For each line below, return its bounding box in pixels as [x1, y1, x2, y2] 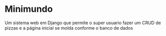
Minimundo [4, 3, 53, 15]
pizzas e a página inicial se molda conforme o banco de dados [4, 25, 133, 31]
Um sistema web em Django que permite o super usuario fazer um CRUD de [4, 20, 162, 26]
